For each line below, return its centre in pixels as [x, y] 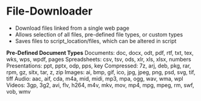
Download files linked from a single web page [72, 28]
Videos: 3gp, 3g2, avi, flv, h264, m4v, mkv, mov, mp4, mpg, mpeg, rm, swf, [100, 85]
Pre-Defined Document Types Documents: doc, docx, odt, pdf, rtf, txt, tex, [100, 52]
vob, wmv [19, 91]
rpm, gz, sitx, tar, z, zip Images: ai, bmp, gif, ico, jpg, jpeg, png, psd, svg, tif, [101, 72]
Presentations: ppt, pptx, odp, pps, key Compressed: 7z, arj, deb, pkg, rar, [99, 66]
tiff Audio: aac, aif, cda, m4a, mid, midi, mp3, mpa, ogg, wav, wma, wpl [95, 78]
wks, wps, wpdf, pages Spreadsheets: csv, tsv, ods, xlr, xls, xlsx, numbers [99, 59]
